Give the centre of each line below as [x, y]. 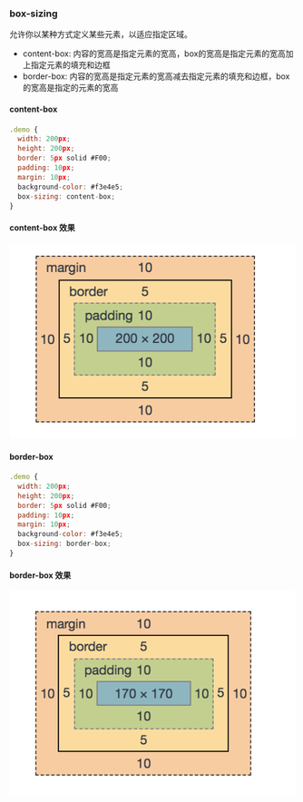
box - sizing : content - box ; [67, 196]
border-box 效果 [40, 575]
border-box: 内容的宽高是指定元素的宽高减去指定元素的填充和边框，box [156, 76]
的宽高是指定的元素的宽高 [70, 88]
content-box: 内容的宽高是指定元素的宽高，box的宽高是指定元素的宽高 [154, 54]
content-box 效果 [42, 227]
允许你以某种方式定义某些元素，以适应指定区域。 [101, 34]
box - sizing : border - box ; [64, 544]
